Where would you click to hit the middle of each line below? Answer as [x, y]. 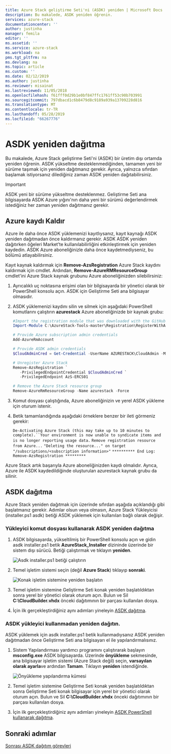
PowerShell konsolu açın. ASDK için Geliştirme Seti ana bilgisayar [81, 291]
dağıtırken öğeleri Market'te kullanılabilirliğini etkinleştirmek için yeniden [81, 244]
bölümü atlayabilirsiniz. [29, 255]
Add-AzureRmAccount [33, 340]
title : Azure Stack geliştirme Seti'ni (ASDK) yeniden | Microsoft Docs [84, 10]
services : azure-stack [29, 19]
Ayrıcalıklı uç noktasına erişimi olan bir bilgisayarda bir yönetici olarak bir [89, 285]
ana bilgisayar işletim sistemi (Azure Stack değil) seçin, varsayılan [82, 661]
